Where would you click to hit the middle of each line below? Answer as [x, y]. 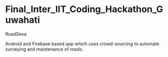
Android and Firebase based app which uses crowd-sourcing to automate [82, 43]
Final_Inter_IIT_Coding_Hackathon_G [84, 9]
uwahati [23, 20]
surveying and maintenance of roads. [44, 49]
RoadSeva [16, 34]
